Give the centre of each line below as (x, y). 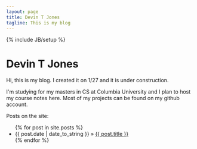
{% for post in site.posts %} (49, 128)
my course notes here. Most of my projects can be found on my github (93, 98)
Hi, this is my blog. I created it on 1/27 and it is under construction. (87, 80)
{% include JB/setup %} (36, 40)
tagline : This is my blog (38, 23)
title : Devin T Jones (33, 17)
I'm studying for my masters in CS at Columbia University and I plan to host (98, 92)
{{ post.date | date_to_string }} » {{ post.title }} (72, 134)
